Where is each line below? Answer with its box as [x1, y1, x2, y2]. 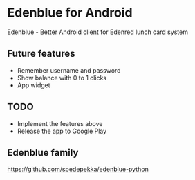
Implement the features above [17, 119, 103, 127]
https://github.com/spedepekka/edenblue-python [7, 165, 149, 174]
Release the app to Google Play [17, 127, 107, 135]
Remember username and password [17, 66, 121, 74]
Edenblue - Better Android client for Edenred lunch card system [7, 28, 189, 36]
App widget [17, 81, 50, 89]
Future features [7, 48, 75, 60]
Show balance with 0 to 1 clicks [17, 73, 107, 82]
